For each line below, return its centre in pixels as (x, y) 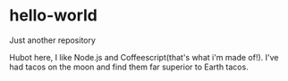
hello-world (54, 16)
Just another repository (53, 40)
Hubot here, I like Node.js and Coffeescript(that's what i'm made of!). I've (144, 57)
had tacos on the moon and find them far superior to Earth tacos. (129, 67)
